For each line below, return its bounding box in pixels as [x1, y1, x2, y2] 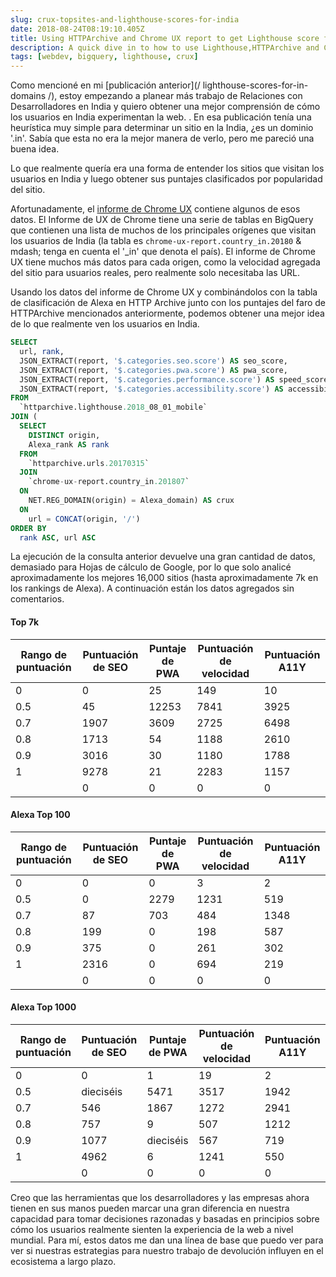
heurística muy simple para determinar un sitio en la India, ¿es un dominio [10, 122, 314, 134]
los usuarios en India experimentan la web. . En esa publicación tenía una [10, 111, 312, 123]
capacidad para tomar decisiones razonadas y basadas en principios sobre [10, 1212, 320, 1225]
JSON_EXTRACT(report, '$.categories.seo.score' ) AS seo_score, [19, 356, 288, 366]
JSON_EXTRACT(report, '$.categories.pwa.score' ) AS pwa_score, [19, 365, 288, 375]
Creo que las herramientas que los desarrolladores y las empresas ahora [10, 1191, 310, 1203]
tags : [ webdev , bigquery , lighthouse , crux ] [10, 52, 199, 62]
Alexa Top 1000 [10, 1001, 77, 1013]
